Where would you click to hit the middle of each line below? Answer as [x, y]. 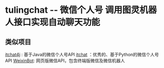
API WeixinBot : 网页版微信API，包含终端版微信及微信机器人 [65, 61]
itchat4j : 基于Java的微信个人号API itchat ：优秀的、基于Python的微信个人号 [82, 55]
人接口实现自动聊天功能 [53, 22]
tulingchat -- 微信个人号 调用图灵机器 [81, 10]
